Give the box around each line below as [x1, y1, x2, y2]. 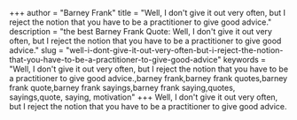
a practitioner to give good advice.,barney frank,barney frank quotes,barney [9, 73, 288, 83]
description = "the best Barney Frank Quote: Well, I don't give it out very [9, 26, 273, 36]
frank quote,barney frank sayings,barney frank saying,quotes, [9, 83, 236, 93]
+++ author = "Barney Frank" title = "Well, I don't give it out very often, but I [9, 8, 286, 18]
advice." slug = [9, 45, 65, 56]
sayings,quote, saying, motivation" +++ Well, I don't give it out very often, [9, 92, 278, 102]
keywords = [223, 55, 267, 64]
